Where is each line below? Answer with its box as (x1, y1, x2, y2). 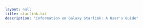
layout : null (5, 7, 32, 12)
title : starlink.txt (5, 11, 47, 16)
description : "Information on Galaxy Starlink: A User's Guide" (5, 16, 139, 20)
